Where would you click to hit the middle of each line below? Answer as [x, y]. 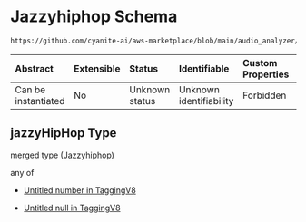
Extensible [97, 68]
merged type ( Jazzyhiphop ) [62, 155]
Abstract [34, 68]
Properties [266, 74]
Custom [260, 63]
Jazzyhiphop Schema [94, 17]
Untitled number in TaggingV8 [80, 190]
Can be [30, 90]
